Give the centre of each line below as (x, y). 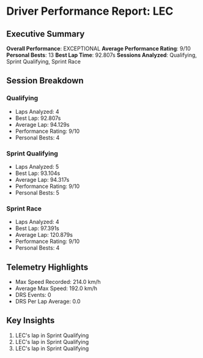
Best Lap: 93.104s (38, 173)
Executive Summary (46, 34)
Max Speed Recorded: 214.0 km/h (58, 282)
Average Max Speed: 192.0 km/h (56, 288)
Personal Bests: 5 (37, 192)
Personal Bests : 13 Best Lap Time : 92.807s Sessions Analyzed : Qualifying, (102, 55)
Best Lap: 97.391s (37, 228)
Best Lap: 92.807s (38, 118)
